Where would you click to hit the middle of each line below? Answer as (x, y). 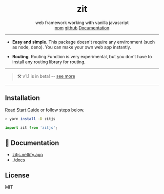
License (17, 175)
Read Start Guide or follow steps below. (45, 110)
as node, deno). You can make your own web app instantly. (72, 47)
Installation (22, 98)
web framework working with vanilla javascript (82, 23)
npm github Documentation (82, 27)
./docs (19, 160)
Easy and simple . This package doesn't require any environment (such (83, 42)
